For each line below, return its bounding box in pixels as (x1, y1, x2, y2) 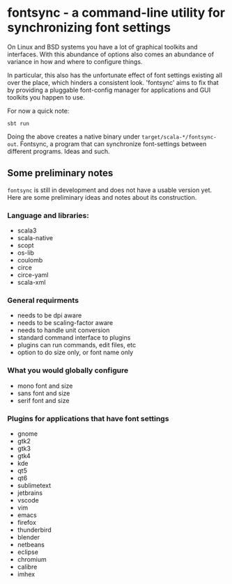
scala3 (17, 226, 37, 235)
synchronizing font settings (7, 19, 171, 35)
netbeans (17, 540, 45, 549)
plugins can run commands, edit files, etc (17, 341, 137, 349)
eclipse (17, 548, 38, 556)
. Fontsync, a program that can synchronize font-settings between (16, 139, 207, 148)
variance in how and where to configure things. (7, 57, 143, 65)
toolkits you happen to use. (7, 93, 85, 102)
